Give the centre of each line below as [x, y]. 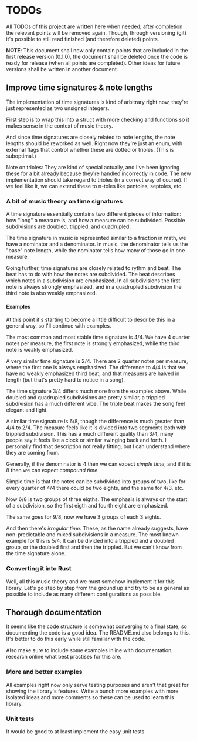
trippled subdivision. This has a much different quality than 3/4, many [90, 434]
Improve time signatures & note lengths [79, 88]
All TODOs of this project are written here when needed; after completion [94, 26]
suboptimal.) [21, 156]
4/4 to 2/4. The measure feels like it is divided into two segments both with [96, 428]
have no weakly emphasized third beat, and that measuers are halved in [93, 373]
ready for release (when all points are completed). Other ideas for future [93, 63]
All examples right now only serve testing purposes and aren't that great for [97, 685]
